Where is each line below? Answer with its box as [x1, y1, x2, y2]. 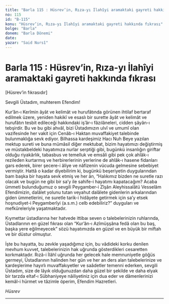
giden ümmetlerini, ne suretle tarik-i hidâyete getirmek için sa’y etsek [5, 195, 148, 201]
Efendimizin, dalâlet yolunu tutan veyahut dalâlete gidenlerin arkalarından [5, 189, 157, 195]
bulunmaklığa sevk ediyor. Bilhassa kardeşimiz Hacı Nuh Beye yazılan [5, 136, 149, 142]
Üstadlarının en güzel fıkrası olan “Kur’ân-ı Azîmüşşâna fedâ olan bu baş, [5, 220, 156, 226]
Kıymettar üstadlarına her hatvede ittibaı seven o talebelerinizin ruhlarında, [5, 215, 159, 221]
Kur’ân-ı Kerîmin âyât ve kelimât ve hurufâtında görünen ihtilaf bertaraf [5, 109, 151, 115]
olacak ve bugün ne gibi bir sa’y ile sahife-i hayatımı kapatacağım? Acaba [5, 178, 157, 185]
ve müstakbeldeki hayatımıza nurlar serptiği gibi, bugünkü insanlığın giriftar [5, 146, 161, 152]
